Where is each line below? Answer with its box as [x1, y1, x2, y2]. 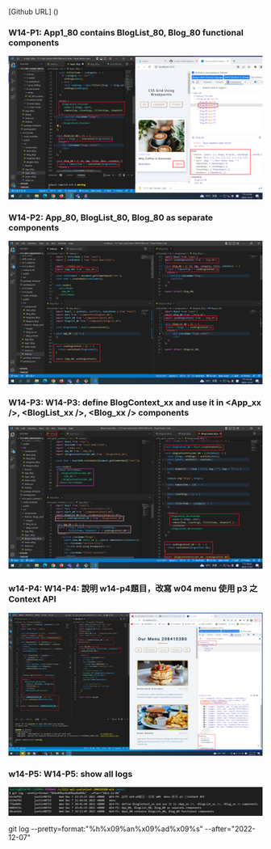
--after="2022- [204, 824, 256, 834]
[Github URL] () [8, 7, 59, 16]
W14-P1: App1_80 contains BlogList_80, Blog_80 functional [8, 27, 244, 38]
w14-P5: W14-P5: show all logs [8, 768, 133, 779]
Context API [8, 593, 56, 605]
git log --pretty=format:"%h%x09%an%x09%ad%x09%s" [8, 824, 203, 834]
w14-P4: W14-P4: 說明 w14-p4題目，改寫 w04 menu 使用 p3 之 [8, 583, 258, 594]
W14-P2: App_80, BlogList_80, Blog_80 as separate [8, 212, 214, 223]
